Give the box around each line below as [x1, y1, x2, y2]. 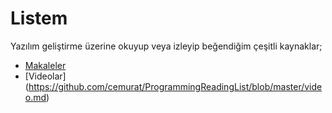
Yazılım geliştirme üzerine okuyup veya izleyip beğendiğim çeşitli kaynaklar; [10, 40, 323, 52]
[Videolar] [24, 70, 67, 82]
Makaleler [24, 59, 67, 71]
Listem [10, 7, 68, 30]
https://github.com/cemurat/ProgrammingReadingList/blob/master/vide [28, 80, 323, 92]
